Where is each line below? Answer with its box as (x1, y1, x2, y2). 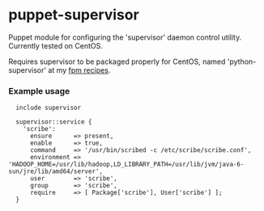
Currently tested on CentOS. (8, 40, 103, 50)
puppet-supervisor (8, 6, 139, 24)
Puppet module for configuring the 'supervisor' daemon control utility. (8, 32, 242, 42)
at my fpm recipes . (48, 65, 111, 74)
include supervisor (15, 103, 82, 112)
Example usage (8, 85, 70, 96)
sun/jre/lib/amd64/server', (8, 167, 104, 175)
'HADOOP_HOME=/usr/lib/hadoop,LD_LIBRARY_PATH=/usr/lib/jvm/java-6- (8, 160, 245, 169)
